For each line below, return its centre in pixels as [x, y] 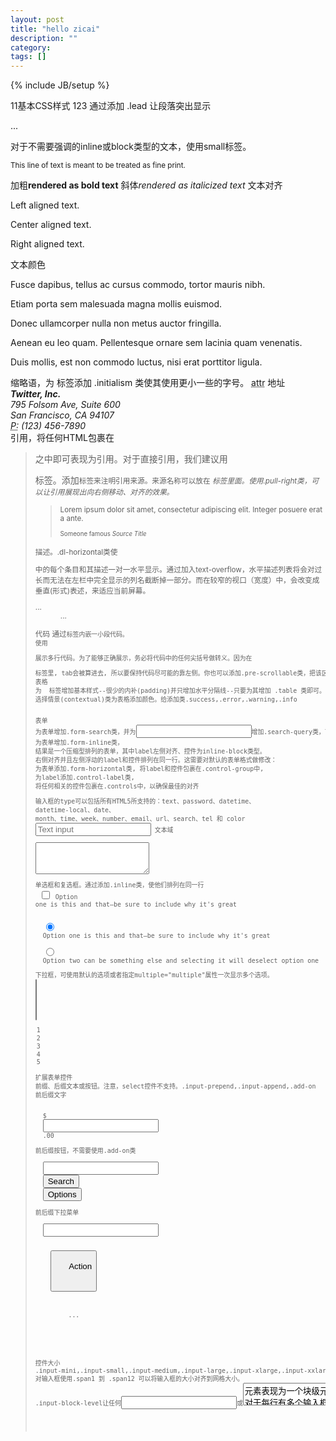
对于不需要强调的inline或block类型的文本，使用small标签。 [131, 147]
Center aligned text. [51, 225]
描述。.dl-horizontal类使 [76, 552]
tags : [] [28, 57]
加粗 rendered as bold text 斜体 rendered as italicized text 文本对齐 [146, 185]
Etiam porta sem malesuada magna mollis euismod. [116, 304]
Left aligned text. [45, 205]
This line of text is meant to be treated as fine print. [98, 166]
